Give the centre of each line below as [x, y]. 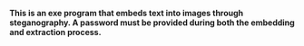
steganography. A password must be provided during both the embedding [152, 23]
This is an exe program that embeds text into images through [127, 13]
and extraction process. [55, 32]
